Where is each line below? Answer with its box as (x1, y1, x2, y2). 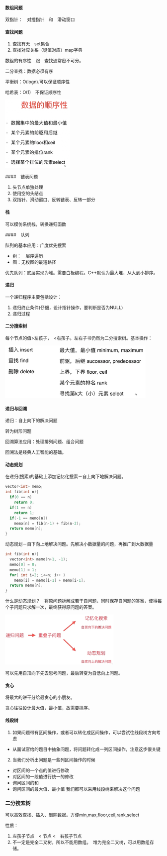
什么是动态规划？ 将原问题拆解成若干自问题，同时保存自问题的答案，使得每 (5, 598, 162, 604)
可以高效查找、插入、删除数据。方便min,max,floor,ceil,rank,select (5, 812, 140, 818)
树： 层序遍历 (12, 253, 43, 259)
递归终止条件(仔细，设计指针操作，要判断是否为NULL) (12, 304, 123, 311)
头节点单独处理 (12, 184, 43, 190)
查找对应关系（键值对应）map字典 (12, 47, 83, 53)
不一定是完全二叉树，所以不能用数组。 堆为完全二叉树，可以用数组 (12, 839, 150, 845)
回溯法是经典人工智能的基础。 (5, 449, 66, 455)
